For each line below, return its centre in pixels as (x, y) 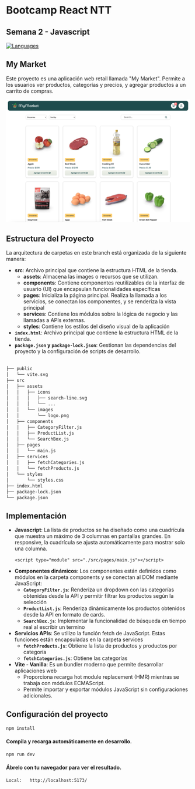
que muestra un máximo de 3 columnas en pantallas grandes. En (93, 536)
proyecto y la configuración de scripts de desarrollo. (78, 351)
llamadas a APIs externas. (54, 320)
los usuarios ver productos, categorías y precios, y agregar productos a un (96, 84)
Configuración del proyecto (57, 714)
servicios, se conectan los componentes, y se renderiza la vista (100, 302)
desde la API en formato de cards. (64, 615)
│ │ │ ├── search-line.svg (47, 398)
